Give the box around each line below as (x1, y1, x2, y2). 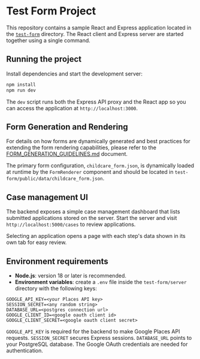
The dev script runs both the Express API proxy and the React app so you (6, 98, 186, 105)
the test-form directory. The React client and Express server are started (6, 30, 184, 37)
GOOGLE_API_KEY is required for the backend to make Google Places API (6, 328, 180, 335)
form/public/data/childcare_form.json (6, 176, 103, 182)
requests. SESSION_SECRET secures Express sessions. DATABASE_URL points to (6, 334, 192, 341)
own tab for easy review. (6, 239, 67, 246)
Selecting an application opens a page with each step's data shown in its (6, 233, 186, 240)
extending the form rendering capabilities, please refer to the (6, 144, 157, 151)
